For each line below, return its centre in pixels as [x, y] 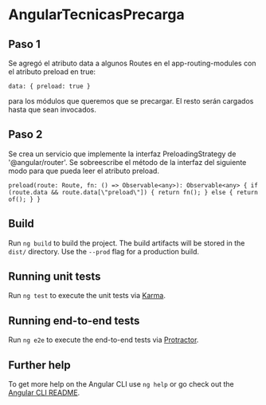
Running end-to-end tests [74, 320]
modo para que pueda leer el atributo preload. [84, 171]
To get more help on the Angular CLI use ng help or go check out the [121, 384]
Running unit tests [55, 277]
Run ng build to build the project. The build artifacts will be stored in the [127, 243]
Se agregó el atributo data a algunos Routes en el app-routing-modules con [132, 63]
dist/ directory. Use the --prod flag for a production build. [104, 251]
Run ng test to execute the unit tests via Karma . [87, 296]
